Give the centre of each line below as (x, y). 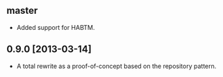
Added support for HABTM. (56, 27)
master (22, 11)
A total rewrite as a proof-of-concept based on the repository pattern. (116, 66)
